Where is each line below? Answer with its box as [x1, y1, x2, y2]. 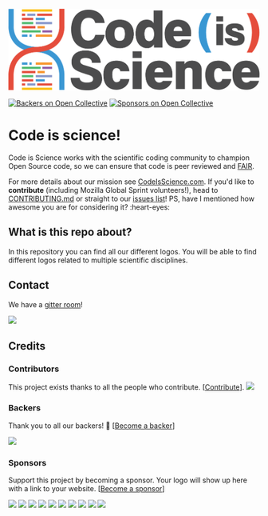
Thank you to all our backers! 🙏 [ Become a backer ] [8, 421, 175, 430]
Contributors [8, 363, 60, 374]
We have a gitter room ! [8, 299, 84, 309]
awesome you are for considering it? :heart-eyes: [8, 202, 170, 212]
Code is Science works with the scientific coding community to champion [8, 153, 250, 162]
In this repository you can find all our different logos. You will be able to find [8, 246, 257, 256]
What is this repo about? [8, 226, 132, 239]
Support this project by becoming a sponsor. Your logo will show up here [8, 475, 247, 485]
